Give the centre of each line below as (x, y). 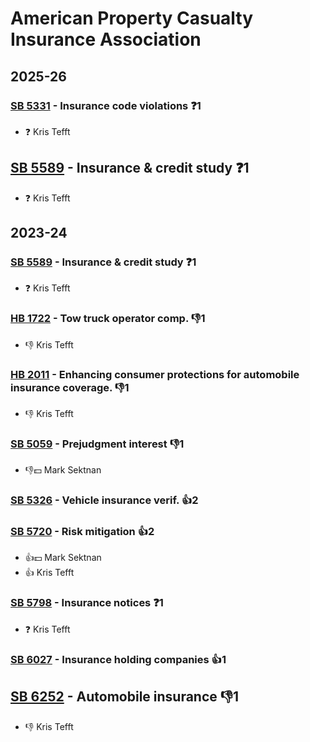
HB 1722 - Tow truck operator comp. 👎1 (108, 319)
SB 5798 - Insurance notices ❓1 (87, 603)
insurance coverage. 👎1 (70, 387)
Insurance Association (106, 39)
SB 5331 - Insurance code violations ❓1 (106, 105)
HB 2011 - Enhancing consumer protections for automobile (155, 374)
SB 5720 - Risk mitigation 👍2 (82, 532)
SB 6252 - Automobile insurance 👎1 (124, 697)
